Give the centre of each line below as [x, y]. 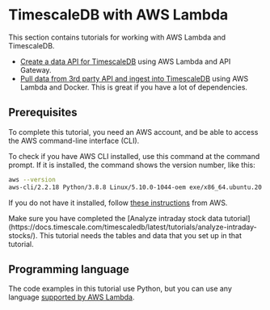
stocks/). [23, 235]
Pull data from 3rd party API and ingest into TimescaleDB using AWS [134, 78]
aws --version [32, 179]
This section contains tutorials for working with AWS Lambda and [117, 37]
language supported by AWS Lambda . [72, 297]
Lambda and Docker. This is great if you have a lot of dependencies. [134, 87]
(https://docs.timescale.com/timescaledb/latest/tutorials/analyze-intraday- [133, 227]
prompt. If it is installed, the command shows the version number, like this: [132, 165]
